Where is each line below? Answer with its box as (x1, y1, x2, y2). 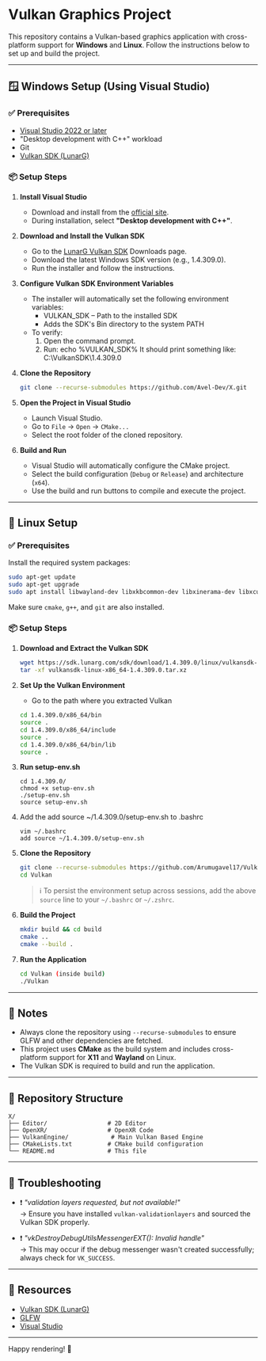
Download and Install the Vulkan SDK (19, 231, 145, 241)
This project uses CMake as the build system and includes (19, 1044, 211, 1054)
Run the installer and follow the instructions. (31, 263, 176, 272)
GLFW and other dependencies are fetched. (19, 1036, 164, 1046)
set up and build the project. (8, 48, 101, 58)
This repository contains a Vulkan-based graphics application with (8, 32, 225, 41)
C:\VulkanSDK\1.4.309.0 (43, 352, 122, 362)
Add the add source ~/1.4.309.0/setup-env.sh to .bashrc (19, 812, 203, 822)
